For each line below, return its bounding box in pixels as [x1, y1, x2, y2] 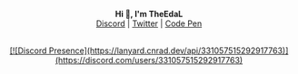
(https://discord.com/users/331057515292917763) [55, 55, 243, 65]
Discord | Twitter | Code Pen [95, 18, 203, 29]
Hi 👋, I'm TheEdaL [114, 9, 184, 19]
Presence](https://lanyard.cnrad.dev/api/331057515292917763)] [48, 45, 289, 56]
